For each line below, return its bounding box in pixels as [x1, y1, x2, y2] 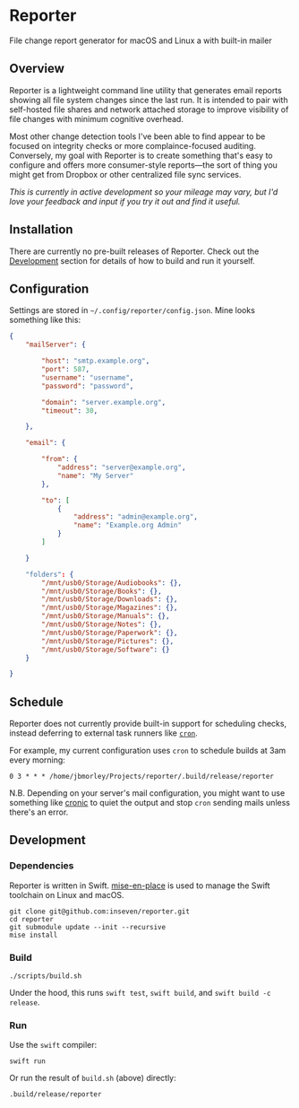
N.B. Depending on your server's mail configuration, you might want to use [9, 788, 286, 798]
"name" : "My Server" [56, 471, 134, 480]
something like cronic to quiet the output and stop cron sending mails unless [9, 798, 291, 808]
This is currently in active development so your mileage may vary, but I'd [9, 186, 278, 197]
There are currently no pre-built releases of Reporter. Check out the [9, 246, 260, 257]
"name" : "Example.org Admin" [73, 521, 182, 530]
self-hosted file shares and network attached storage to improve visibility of [9, 104, 289, 115]
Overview [9, 61, 65, 76]
